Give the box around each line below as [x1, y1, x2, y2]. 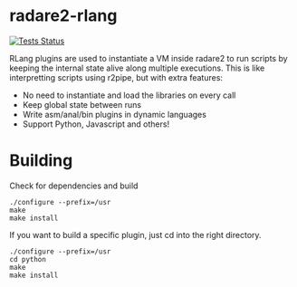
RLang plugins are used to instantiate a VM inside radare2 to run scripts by [9, 53, 288, 63]
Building [9, 150, 73, 171]
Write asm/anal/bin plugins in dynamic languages [22, 109, 206, 120]
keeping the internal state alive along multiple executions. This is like [9, 62, 265, 73]
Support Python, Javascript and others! [22, 119, 170, 129]
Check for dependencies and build [9, 180, 139, 191]
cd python [9, 254, 47, 263]
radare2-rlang [9, 5, 118, 26]
